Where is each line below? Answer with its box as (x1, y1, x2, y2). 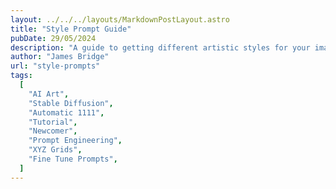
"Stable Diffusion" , (28, 98, 114, 108)
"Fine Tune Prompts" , (28, 154, 118, 164)
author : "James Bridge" (10, 52, 110, 62)
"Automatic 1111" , (28, 107, 105, 118)
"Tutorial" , (28, 117, 78, 127)
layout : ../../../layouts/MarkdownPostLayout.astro (10, 14, 230, 25)
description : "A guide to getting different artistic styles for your (10, 42, 311, 53)
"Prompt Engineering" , (28, 136, 123, 146)
